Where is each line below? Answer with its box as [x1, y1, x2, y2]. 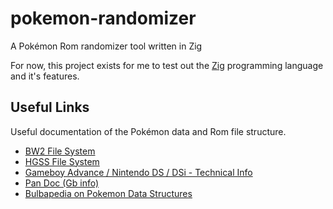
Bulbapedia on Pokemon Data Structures [24, 187, 193, 199]
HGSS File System [24, 155, 100, 167]
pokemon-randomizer [10, 7, 197, 30]
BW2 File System [24, 145, 96, 157]
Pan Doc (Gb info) [24, 177, 100, 189]
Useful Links [10, 99, 90, 116]
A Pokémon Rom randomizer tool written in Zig [10, 40, 203, 52]
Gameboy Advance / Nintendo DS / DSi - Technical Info [24, 166, 253, 178]
